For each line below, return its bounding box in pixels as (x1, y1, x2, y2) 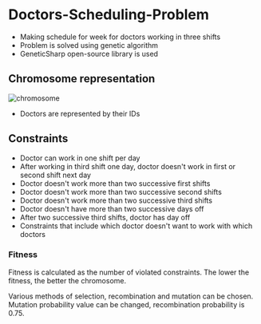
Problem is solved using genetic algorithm (19, 40, 158, 49)
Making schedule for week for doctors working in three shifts (19, 32, 221, 41)
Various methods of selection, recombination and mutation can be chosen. (8, 291, 254, 301)
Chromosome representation (8, 72, 156, 85)
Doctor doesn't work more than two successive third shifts (19, 196, 213, 205)
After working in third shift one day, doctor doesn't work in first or (19, 161, 236, 171)
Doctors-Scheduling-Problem (8, 6, 210, 24)
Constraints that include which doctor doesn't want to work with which (19, 221, 253, 231)
